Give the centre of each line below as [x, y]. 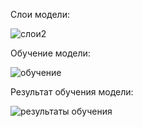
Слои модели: [40, 14]
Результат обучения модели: [72, 92]
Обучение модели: [50, 53]
